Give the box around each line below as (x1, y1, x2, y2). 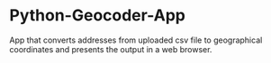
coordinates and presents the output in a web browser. (9, 43, 212, 54)
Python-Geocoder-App (9, 5, 186, 26)
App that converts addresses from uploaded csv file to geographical (9, 35, 263, 45)
